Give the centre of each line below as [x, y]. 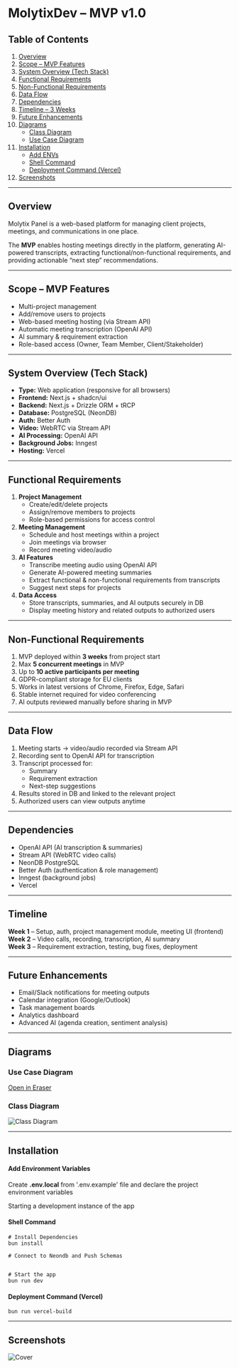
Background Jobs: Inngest [58, 443]
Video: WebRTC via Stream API [64, 428]
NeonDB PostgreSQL [49, 862]
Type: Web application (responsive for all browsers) [94, 390]
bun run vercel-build [40, 1312]
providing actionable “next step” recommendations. [83, 260]
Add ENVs [44, 155]
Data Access [38, 595]
